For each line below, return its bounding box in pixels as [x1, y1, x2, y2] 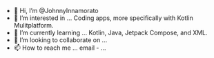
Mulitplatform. [13, 21, 54, 29]
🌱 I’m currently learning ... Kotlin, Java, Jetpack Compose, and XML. [13, 28, 208, 37]
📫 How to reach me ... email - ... [13, 43, 106, 52]
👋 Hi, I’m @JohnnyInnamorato [13, 7, 99, 14]
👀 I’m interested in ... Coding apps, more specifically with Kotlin [13, 14, 193, 22]
